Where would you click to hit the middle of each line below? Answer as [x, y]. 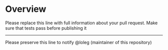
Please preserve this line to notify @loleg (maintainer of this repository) [78, 42]
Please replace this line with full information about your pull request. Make [81, 23]
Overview [26, 9]
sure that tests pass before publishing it [46, 28]
